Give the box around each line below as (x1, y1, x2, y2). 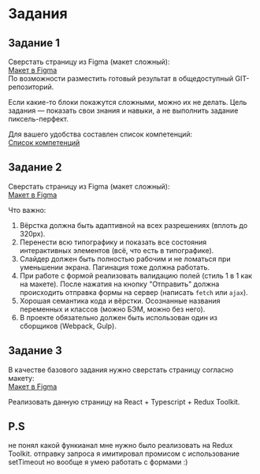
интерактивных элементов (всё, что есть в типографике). (19, 245, 214, 255)
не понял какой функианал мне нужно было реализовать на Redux (8, 441, 233, 450)
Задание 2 (8, 161, 62, 174)
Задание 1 (8, 36, 61, 50)
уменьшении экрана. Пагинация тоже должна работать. (19, 262, 210, 272)
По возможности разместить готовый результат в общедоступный (8, 74, 234, 83)
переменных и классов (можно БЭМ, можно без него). (19, 304, 206, 314)
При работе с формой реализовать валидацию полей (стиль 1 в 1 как (19, 271, 253, 280)
